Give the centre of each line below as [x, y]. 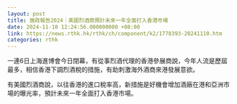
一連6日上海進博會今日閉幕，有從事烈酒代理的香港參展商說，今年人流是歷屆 [117, 61]
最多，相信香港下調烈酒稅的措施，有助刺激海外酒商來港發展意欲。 [103, 70]
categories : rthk [33, 40]
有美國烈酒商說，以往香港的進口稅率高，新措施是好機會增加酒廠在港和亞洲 [115, 84]
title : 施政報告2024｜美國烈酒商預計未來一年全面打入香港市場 [88, 20]
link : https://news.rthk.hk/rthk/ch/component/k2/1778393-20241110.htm [115, 33]
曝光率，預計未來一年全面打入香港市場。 [78, 93]
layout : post [26, 14]
